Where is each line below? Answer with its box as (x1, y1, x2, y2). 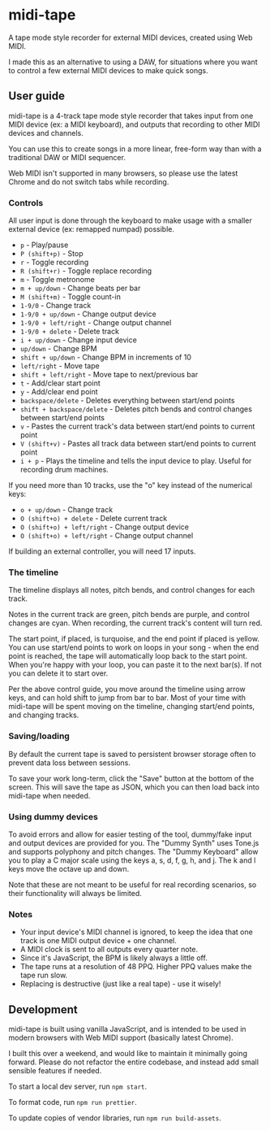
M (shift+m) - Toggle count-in (19, 292, 122, 302)
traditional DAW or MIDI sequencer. (8, 152, 126, 162)
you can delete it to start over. (8, 668, 109, 678)
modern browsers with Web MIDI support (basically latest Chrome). (8, 1033, 234, 1042)
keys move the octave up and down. (8, 863, 130, 873)
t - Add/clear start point (19, 378, 101, 388)
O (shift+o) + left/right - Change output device (19, 522, 189, 532)
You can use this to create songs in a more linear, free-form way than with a (8, 144, 262, 154)
